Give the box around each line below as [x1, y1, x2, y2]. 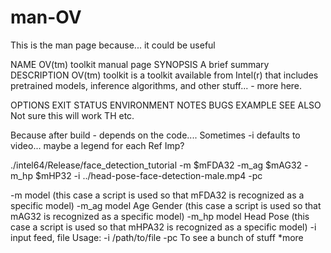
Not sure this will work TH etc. [10, 109, 135, 121]
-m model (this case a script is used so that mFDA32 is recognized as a [10, 189, 305, 201]
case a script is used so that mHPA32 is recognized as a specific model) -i [10, 221, 317, 233]
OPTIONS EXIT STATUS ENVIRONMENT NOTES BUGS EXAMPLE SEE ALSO [10, 99, 322, 111]
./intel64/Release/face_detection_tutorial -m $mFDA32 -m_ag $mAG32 [10, 159, 303, 171]
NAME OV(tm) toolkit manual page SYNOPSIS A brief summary [10, 58, 270, 70]
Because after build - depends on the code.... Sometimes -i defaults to [10, 129, 301, 141]
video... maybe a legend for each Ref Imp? [10, 139, 185, 151]
